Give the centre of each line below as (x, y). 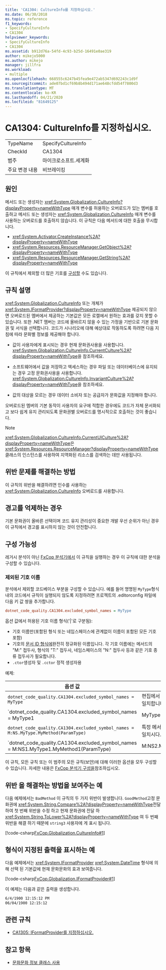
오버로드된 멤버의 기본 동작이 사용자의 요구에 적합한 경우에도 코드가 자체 (74, 405)
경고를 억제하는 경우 (34, 508)
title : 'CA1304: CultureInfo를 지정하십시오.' (50, 10)
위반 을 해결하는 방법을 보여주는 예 (54, 785)
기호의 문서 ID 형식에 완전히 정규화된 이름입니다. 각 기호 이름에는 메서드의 (82, 644)
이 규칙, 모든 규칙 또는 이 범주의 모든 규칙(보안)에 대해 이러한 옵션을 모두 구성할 (81, 762)
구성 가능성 (21, 544)
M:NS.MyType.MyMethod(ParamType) (47, 733)
